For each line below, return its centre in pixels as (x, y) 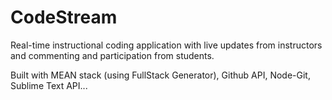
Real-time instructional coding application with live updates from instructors (166, 45)
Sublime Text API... (49, 85)
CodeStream (64, 17)
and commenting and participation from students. (112, 55)
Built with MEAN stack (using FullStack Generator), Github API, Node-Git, (160, 75)
